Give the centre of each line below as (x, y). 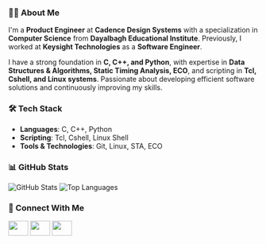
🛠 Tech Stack (35, 109)
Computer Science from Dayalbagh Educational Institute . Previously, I (125, 38)
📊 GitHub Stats (39, 167)
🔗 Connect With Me (46, 207)
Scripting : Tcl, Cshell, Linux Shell (74, 137)
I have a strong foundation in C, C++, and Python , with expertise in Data (127, 62)
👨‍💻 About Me (34, 13)
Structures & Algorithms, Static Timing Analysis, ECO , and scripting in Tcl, (132, 71)
